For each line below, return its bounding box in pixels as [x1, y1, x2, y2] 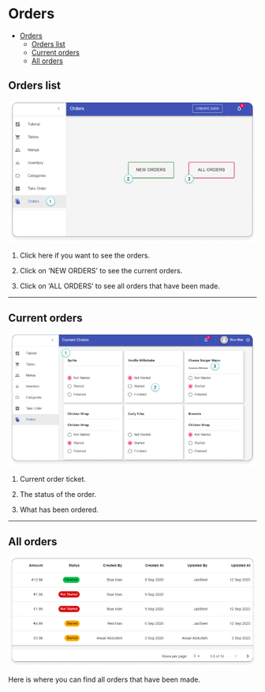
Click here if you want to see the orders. [19, 250, 151, 260]
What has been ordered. [19, 505, 99, 514]
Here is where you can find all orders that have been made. [8, 675, 201, 684]
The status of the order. [19, 489, 97, 498]
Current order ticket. [19, 474, 87, 483]
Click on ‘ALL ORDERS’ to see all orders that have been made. [19, 281, 221, 291]
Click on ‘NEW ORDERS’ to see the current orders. [19, 265, 183, 275]
